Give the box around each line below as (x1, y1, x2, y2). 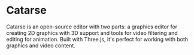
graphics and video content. (6, 42, 76, 49)
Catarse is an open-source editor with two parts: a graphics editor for (6, 23, 178, 30)
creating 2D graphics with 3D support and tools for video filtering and (6, 29, 178, 36)
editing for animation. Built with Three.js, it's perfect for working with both (6, 35, 189, 43)
